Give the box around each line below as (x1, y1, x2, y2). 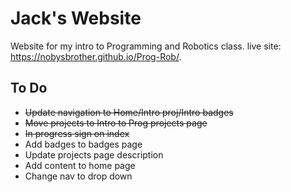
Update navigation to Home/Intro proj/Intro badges (24, 106, 234, 118)
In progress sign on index (24, 127, 130, 139)
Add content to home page (24, 159, 136, 171)
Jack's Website (10, 7, 142, 30)
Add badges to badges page (24, 138, 143, 150)
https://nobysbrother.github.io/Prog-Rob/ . (10, 50, 182, 62)
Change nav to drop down (24, 170, 133, 182)
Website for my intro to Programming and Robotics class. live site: (10, 40, 282, 52)
